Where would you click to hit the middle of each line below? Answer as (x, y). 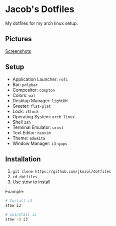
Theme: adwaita (29, 138)
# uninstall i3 (21, 215)
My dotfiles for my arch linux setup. (42, 23)
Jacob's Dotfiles (40, 9)
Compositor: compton (33, 90)
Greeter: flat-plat (31, 106)
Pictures (18, 39)
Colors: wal (24, 95)
